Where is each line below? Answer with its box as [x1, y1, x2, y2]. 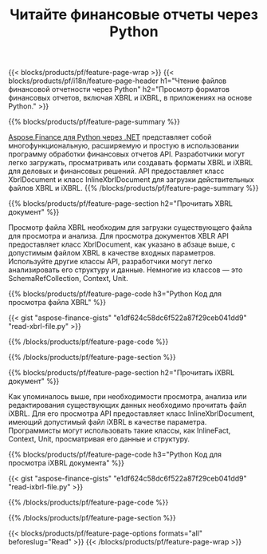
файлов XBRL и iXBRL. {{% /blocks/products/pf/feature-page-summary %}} [8, 184, 259, 193]
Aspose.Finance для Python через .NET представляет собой [8, 133, 212, 142]
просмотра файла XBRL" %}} [8, 298, 106, 307]
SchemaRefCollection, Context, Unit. [8, 274, 129, 283]
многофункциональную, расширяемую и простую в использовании [8, 141, 239, 151]
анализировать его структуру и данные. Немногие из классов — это [8, 265, 243, 275]
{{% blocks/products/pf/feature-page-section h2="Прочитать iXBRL [8, 368, 235, 378]
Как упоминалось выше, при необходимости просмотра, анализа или [8, 392, 247, 402]
